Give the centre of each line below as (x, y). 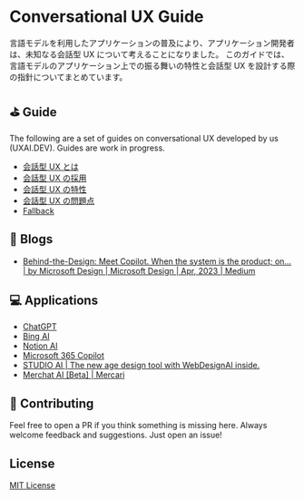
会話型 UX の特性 (54, 189)
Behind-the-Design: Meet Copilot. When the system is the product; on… (157, 261)
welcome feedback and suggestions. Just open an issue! (116, 435)
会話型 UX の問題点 (59, 201)
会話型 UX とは (50, 166)
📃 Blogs (31, 239)
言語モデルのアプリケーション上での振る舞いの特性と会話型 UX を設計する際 (152, 65)
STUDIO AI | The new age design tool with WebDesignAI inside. (141, 366)
